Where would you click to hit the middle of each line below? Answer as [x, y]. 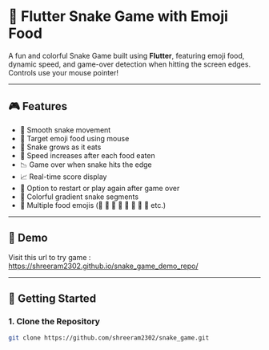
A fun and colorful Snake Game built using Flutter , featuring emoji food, [126, 55]
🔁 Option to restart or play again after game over [100, 188]
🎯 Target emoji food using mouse [74, 138]
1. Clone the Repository [54, 321]
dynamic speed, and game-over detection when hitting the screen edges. [129, 64]
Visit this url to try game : [50, 257]
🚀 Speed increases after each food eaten [87, 155]
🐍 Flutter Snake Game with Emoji [118, 16]
